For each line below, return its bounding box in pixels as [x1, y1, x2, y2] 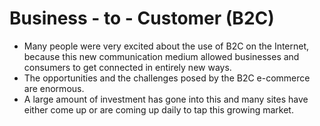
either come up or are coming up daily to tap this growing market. [23, 103, 294, 116]
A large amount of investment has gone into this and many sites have [23, 93, 309, 105]
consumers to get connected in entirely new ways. [23, 61, 232, 73]
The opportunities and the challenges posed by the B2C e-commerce [23, 72, 311, 84]
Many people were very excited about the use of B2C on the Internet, [23, 40, 310, 52]
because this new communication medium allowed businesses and [23, 50, 300, 62]
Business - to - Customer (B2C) [9, 7, 275, 30]
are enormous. [23, 82, 85, 94]
